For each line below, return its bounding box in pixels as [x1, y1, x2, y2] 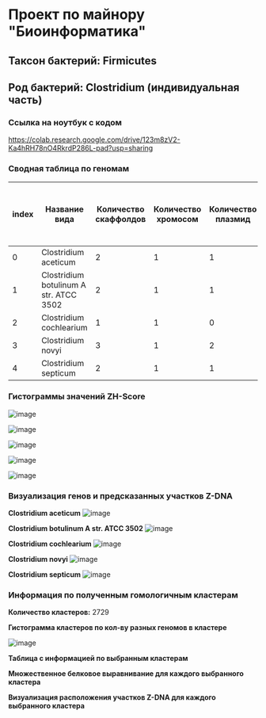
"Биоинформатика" [8, 22, 146, 40]
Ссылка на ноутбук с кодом [8, 116, 123, 128]
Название [44, 204, 85, 215]
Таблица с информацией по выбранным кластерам [8, 654, 188, 663]
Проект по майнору [8, 6, 145, 24]
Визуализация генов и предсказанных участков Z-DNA [8, 490, 234, 501]
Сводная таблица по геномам [8, 163, 130, 174]
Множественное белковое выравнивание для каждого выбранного [8, 669, 244, 678]
